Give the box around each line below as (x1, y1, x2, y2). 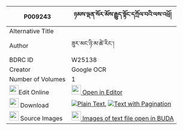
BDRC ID (9, 56, 34, 64)
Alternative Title (9, 27, 54, 35)
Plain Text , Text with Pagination (77, 100, 172, 108)
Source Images (20, 114, 63, 122)
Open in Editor (82, 88, 123, 96)
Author (9, 41, 29, 49)
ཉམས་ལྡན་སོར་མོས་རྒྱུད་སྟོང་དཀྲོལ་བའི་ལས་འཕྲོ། (73, 10, 172, 18)
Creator (9, 66, 31, 73)
